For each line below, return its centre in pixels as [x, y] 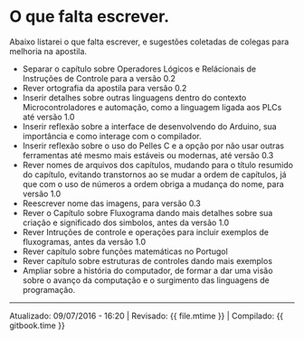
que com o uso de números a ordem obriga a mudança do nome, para [153, 184]
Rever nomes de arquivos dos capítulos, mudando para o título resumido [158, 165]
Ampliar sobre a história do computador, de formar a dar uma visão [147, 270]
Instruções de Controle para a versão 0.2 [99, 78]
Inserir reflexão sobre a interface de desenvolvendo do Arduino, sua [150, 126]
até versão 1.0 [48, 117]
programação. [49, 289]
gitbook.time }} [37, 325]
